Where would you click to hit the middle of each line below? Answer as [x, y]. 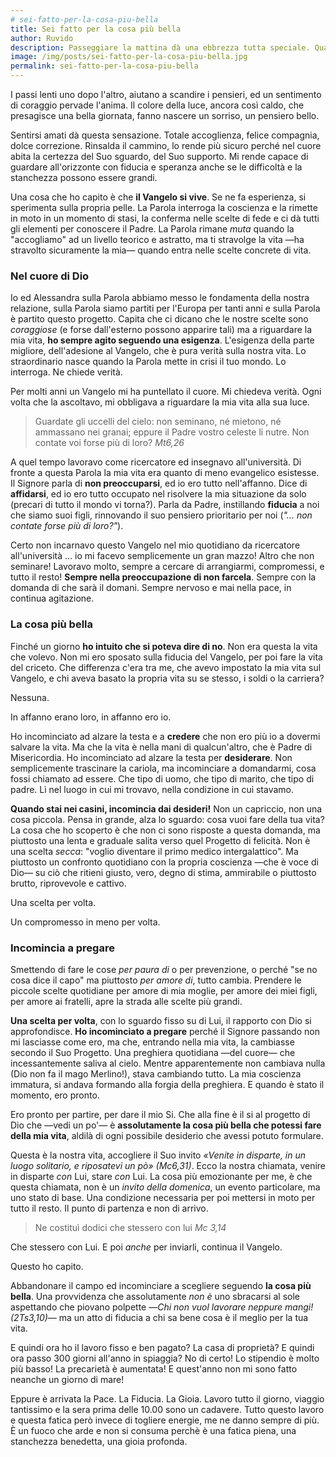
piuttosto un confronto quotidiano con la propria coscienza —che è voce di [164, 862]
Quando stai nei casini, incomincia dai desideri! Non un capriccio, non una [166, 808]
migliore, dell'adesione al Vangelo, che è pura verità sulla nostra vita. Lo [158, 351]
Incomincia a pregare [62, 948]
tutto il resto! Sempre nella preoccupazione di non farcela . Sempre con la [163, 577]
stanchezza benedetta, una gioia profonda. [99, 1441]
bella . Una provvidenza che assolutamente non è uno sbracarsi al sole [155, 1296]
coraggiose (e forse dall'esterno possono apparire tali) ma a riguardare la [161, 330]
